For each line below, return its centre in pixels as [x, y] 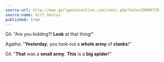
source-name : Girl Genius [33, 15]
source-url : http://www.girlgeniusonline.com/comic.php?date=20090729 [82, 10]
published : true [23, 19]
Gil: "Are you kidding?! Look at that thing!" [49, 34]
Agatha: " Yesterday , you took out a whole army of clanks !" [68, 44]
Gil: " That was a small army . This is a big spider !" [58, 54]
